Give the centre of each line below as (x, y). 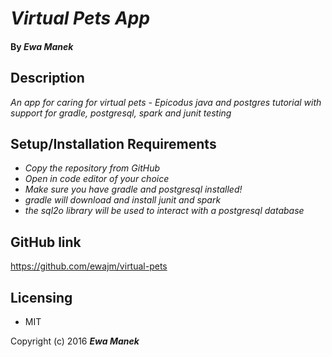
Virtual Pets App (80, 18)
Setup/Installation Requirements (113, 143)
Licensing (41, 297)
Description (47, 78)
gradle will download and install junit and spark (123, 200)
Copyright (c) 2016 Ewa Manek (75, 341)
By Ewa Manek (42, 46)
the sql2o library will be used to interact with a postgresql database (164, 211)
